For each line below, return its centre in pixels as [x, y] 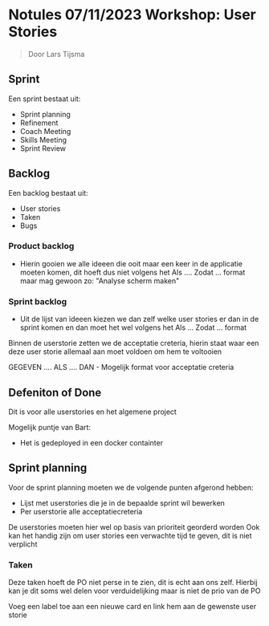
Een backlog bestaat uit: [48, 193]
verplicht [23, 544]
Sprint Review [43, 148]
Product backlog [41, 246]
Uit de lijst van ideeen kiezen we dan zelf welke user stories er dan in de [139, 319]
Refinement [39, 123]
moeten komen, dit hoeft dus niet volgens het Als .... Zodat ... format [132, 272]
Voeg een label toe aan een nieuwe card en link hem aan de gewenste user [132, 607]
